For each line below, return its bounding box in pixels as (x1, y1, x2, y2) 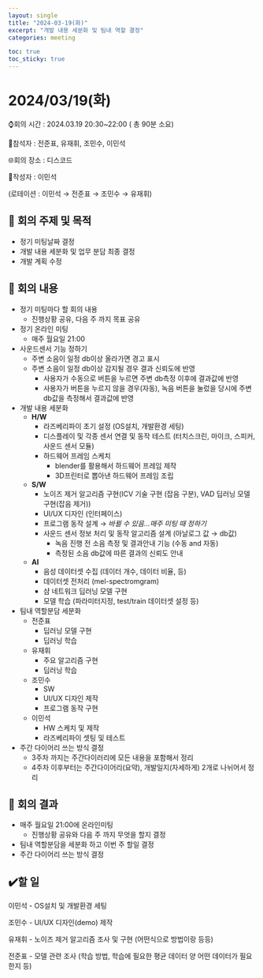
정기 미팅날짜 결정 (19, 236, 75, 246)
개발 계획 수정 (19, 256, 62, 265)
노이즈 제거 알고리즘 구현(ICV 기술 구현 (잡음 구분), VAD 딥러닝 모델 (43, 489, 250, 498)
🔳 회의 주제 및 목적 (8, 214, 92, 228)
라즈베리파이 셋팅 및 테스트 (43, 732, 126, 743)
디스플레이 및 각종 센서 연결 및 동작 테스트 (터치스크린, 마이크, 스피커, (43, 431, 256, 441)
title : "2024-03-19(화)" (8, 19, 88, 27)
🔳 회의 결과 (8, 797, 59, 811)
